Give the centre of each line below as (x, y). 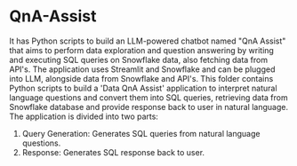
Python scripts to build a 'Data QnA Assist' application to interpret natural (143, 88)
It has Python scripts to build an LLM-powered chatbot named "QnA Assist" (148, 41)
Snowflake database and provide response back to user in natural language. (149, 107)
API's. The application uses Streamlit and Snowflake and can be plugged (142, 69)
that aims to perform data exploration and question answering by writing (141, 50)
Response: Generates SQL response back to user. (113, 152)
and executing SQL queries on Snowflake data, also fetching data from (139, 59)
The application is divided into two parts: (84, 116)
